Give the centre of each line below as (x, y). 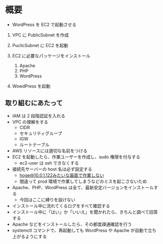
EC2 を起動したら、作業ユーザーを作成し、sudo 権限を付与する (76, 157)
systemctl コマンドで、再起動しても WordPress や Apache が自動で (80, 230)
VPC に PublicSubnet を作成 (40, 35)
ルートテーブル (35, 145)
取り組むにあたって (34, 103)
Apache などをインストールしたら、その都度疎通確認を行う (72, 224)
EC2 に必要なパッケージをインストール (51, 56)
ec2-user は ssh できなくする (49, 163)
